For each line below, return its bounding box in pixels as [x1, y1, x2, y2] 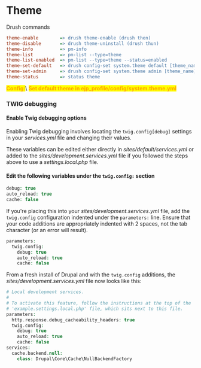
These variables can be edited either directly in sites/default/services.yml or [6, 146, 194, 153]
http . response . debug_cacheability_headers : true [11, 317, 135, 323]
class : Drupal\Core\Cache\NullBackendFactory [17, 355, 133, 362]
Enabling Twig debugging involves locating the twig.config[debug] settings [6, 128, 192, 135]
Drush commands [6, 23, 50, 31]
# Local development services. [6, 289, 84, 295]
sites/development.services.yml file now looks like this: [6, 278, 142, 285]
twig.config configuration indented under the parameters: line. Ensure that [6, 214, 191, 221]
